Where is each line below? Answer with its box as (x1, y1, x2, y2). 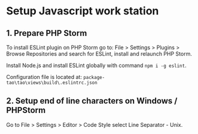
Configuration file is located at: (6, 74, 83, 80)
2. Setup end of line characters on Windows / (6, 96, 178, 106)
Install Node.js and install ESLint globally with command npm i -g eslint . (6, 62, 187, 69)
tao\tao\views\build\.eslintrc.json (6, 80, 98, 86)
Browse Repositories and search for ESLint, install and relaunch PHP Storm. (6, 50, 193, 57)
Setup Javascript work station (6, 4, 159, 18)
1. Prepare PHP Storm (6, 28, 87, 38)
